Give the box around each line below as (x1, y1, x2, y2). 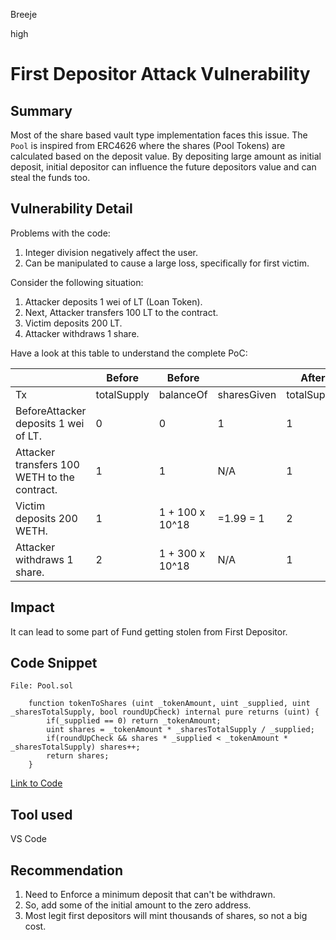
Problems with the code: (10, 227, 111, 239)
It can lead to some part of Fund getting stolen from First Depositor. (10, 625, 288, 638)
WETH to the (15, 470, 75, 484)
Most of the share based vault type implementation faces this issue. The (10, 129, 308, 141)
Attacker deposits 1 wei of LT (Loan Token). (24, 295, 203, 308)
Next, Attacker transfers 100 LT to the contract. (24, 306, 219, 318)
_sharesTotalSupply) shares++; (10, 742, 141, 753)
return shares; (46, 751, 110, 761)
